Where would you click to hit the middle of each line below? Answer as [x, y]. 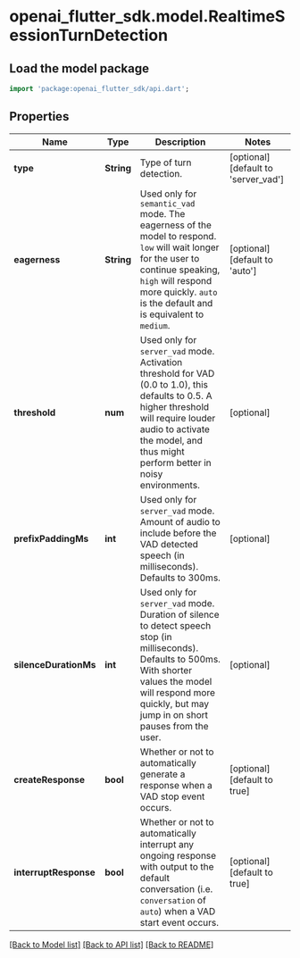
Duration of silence [180, 614]
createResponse [49, 779]
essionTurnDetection [88, 35]
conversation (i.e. [176, 888]
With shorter [166, 670]
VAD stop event [172, 796]
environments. [170, 485]
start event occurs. [179, 922]
